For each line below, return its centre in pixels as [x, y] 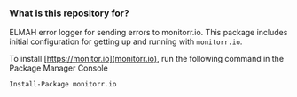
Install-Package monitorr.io [63, 85]
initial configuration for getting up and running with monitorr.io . [126, 41]
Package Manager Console [59, 68]
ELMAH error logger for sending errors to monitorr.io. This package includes [148, 33]
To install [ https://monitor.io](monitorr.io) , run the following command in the [147, 59]
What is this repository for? [70, 13]
